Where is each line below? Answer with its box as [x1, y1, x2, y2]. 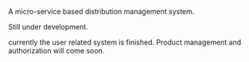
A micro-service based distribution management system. [8, 7, 195, 16]
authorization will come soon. [8, 46, 105, 55]
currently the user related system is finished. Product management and [8, 37, 242, 47]
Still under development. [8, 22, 89, 31]
